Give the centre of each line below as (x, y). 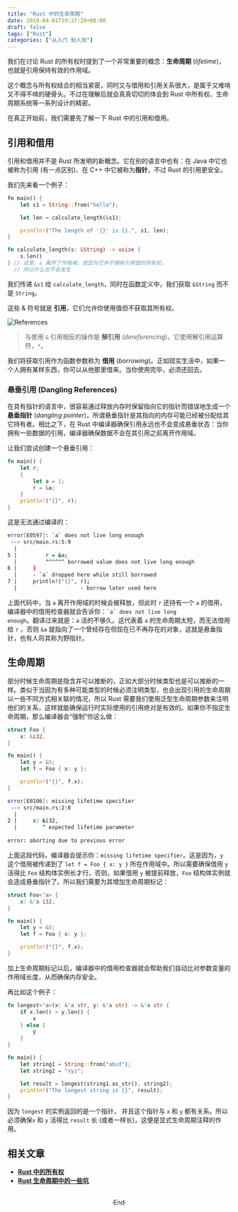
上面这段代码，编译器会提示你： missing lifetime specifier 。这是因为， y (115, 855)
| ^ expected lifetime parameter (74, 827)
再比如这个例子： (32, 992)
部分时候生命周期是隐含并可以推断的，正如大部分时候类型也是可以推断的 (113, 680)
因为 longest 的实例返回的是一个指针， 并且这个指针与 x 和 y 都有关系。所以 (118, 1111)
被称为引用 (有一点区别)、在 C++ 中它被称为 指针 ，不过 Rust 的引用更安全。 (117, 169)
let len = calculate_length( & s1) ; (71, 218)
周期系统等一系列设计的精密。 (51, 103)
